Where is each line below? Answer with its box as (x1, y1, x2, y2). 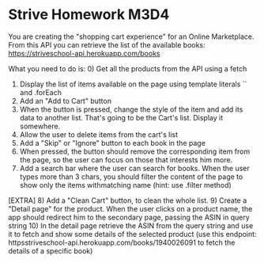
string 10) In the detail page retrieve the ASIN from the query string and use (8, 220, 254, 231)
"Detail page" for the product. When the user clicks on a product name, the (8, 204, 253, 213)
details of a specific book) (8, 246, 93, 255)
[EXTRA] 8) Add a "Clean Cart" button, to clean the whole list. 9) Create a (8, 196, 247, 205)
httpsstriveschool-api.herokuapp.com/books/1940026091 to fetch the (8, 238, 236, 247)
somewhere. (19, 121, 61, 131)
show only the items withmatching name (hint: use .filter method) (19, 180, 232, 189)
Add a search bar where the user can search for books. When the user (19, 163, 251, 173)
